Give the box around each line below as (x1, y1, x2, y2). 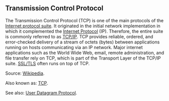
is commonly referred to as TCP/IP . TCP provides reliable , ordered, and (5, 33, 153, 39)
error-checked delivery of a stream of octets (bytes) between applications (5, 39, 160, 45)
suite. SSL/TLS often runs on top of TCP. (5, 60, 90, 66)
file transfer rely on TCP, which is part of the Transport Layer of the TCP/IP (5, 55, 161, 61)
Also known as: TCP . (5, 80, 49, 86)
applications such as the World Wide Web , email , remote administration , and (5, 49, 164, 56)
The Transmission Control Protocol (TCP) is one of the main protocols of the (5, 17, 164, 23)
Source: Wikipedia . (5, 70, 45, 76)
